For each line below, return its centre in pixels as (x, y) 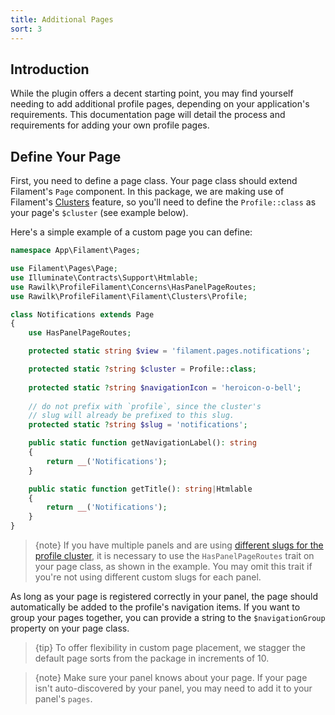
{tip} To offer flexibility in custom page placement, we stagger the (170, 647)
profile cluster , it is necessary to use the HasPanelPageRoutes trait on (174, 555)
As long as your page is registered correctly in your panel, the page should (164, 596)
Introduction (50, 69)
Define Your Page (66, 156)
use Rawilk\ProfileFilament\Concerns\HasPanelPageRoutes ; (133, 287)
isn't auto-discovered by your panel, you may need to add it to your (173, 688)
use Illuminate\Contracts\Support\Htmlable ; (104, 277)
